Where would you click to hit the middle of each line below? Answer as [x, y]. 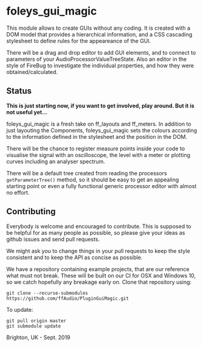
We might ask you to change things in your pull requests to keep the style [98, 251]
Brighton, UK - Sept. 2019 [39, 337]
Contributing [31, 211]
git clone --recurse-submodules [47, 293]
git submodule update [34, 326]
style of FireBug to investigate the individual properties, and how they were [100, 66]
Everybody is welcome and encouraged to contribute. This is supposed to [99, 226]
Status [19, 91]
